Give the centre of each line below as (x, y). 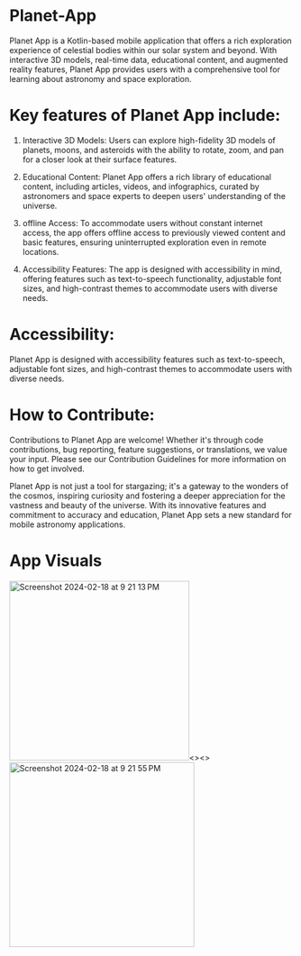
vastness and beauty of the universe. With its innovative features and (138, 505)
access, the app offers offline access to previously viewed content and (154, 232)
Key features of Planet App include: (145, 116)
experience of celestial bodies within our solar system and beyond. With (143, 50)
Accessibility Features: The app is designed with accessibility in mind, (152, 269)
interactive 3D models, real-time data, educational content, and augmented (149, 59)
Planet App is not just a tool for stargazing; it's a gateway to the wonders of (149, 486)
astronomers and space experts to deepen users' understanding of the (154, 196)
